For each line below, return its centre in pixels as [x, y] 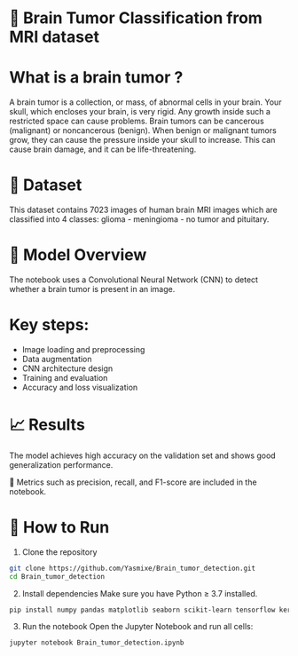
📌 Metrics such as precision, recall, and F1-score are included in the [133, 482]
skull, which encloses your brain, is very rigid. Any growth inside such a [140, 112]
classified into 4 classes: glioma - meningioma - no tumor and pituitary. [139, 219]
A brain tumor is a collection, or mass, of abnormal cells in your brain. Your [145, 102]
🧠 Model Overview [78, 255]
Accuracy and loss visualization [80, 387]
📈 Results [47, 425]
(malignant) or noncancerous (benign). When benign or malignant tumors [143, 130]
